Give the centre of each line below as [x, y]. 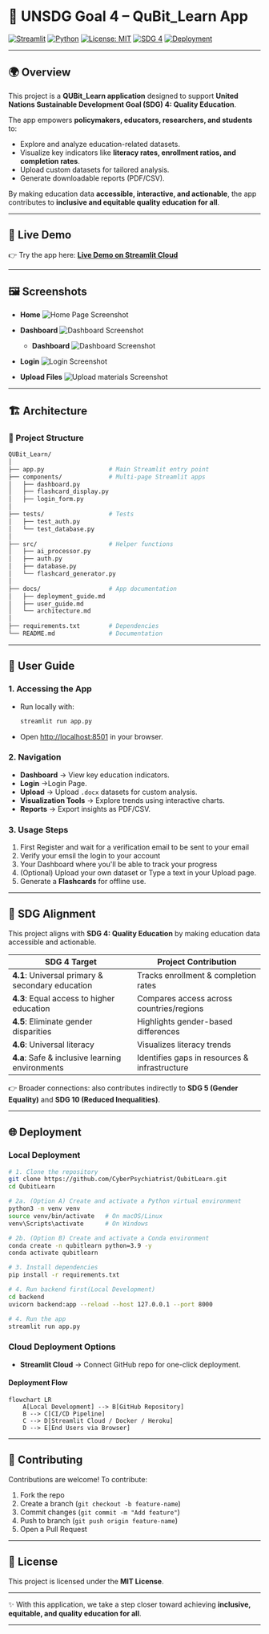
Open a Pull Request [54, 1529]
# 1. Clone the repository [53, 1172]
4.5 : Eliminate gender [52, 1021]
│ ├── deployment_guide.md [57, 596]
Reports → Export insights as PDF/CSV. [85, 809]
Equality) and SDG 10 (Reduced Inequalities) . [84, 1099]
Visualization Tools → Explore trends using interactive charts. [122, 800]
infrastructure [163, 1067]
